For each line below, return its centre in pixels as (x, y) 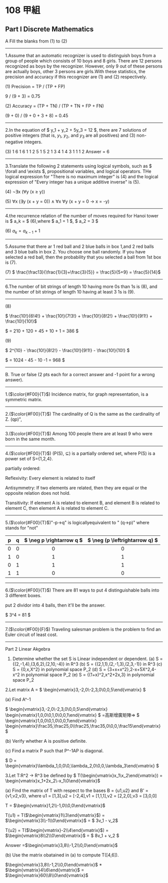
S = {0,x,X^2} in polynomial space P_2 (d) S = (59, 669)
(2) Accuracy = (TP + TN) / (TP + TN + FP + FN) (54, 106)
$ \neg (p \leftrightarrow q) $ (123, 540)
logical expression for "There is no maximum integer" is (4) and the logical (82, 176)
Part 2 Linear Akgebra (28, 649)
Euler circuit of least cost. (31, 635)
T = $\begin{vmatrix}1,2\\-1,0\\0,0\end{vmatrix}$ (55, 805)
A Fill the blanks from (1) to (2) (36, 41)
